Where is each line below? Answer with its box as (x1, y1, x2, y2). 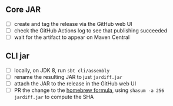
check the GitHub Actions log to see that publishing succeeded (14, 26, 168, 34)
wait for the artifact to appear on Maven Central (14, 34, 130, 41)
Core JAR (5, 5, 41, 15)
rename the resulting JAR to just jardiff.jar (14, 73, 123, 80)
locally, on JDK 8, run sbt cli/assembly (14, 67, 110, 74)
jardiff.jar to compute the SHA (14, 94, 94, 101)
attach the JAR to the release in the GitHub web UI (14, 79, 137, 87)
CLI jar (5, 51, 30, 61)
